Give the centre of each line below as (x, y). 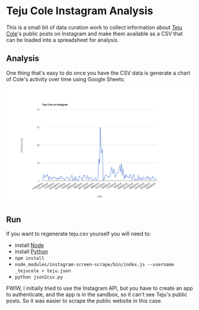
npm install (29, 258)
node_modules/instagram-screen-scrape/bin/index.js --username (94, 265)
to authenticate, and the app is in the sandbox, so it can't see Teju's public (97, 295)
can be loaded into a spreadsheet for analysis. (63, 40)
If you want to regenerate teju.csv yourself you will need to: (78, 234)
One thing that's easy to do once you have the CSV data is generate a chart (98, 73)
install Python (31, 252)
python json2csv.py (39, 277)
